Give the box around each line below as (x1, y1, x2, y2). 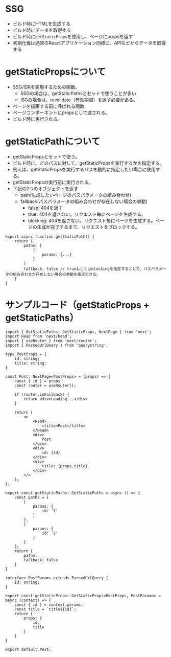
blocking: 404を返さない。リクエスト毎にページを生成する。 (28, 217, 156, 223)
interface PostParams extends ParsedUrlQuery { (5, 575, 109, 580)
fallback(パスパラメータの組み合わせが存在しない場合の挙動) (20, 198, 148, 205)
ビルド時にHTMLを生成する (12, 20, 70, 27)
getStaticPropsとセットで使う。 (12, 153, 80, 160)
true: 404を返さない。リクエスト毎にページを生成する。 (28, 211, 146, 217)
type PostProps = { (5, 351, 47, 357)
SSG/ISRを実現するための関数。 (12, 84, 80, 90)
